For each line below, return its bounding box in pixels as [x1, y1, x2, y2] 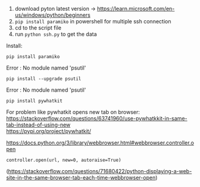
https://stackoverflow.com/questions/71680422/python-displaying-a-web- [8, 168, 192, 174]
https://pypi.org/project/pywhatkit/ [6, 128, 91, 134]
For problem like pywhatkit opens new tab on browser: [6, 108, 140, 116]
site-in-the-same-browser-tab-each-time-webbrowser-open [6, 174, 156, 181]
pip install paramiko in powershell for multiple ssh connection [14, 18, 171, 25]
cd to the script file [14, 24, 61, 31]
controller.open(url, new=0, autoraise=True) [6, 157, 121, 163]
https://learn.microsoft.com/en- [97, 5, 175, 12]
